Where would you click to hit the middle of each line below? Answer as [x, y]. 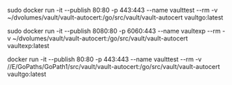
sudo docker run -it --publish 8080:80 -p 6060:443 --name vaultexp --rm [114, 31]
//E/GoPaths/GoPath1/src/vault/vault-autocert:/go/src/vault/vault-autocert [114, 67]
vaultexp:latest [28, 46]
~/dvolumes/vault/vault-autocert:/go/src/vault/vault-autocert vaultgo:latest [115, 17]
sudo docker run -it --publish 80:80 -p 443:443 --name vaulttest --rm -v [113, 10]
